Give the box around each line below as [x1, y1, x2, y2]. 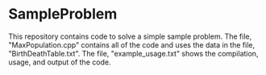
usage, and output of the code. [8, 57, 111, 67]
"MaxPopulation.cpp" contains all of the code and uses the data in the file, [8, 40, 256, 49]
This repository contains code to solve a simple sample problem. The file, [8, 31, 252, 41]
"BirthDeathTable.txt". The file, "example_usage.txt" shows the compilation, [8, 48, 259, 58]
